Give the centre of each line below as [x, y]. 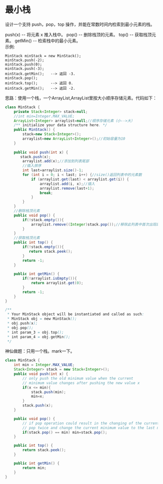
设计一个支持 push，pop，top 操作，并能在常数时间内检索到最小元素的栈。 [80, 24]
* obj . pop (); [20, 328]
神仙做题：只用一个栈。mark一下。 [40, 351]
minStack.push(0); [24, 64]
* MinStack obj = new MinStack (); [42, 319]
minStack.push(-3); [25, 68]
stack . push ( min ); [49, 392]
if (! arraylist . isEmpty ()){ [50, 279]
